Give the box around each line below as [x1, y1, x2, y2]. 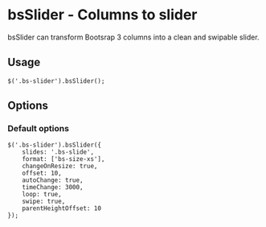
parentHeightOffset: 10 [22, 204, 102, 213]
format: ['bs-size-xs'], [22, 155, 105, 163]
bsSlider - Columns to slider [7, 6, 198, 24]
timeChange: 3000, [22, 184, 84, 192]
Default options [7, 123, 70, 134]
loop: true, [22, 191, 62, 199]
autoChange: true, [22, 176, 84, 184]
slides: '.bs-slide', [22, 148, 94, 156]
